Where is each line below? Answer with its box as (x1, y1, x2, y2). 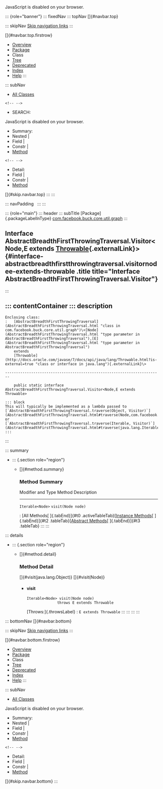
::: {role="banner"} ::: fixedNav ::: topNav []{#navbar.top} (5, 14, 119, 19)
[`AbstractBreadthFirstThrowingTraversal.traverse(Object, (5, 408, 127, 413)
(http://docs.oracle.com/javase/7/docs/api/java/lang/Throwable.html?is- (5, 357, 158, 362)
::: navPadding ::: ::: (5, 201, 46, 207)
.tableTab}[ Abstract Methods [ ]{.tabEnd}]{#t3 (49, 518, 141, 524)
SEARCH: (12, 109, 31, 115)
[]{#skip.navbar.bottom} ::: (5, 778, 58, 784)
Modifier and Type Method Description (19, 489, 97, 495)
